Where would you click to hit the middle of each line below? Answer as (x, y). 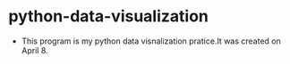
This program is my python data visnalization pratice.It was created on (151, 41)
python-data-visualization (109, 16)
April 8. (34, 50)
